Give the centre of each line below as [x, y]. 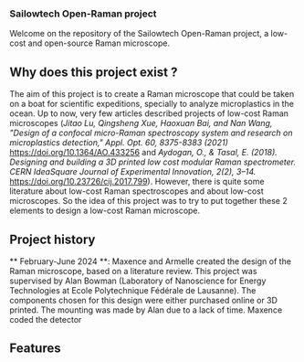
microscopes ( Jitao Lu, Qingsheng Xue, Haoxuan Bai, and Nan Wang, [141, 123]
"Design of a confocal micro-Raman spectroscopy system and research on [152, 133]
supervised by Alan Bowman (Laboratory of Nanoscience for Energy [138, 281]
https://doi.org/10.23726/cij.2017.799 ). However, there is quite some [137, 182]
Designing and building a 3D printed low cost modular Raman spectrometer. [153, 162]
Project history [52, 239]
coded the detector [46, 319]
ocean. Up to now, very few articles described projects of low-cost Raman [149, 113]
